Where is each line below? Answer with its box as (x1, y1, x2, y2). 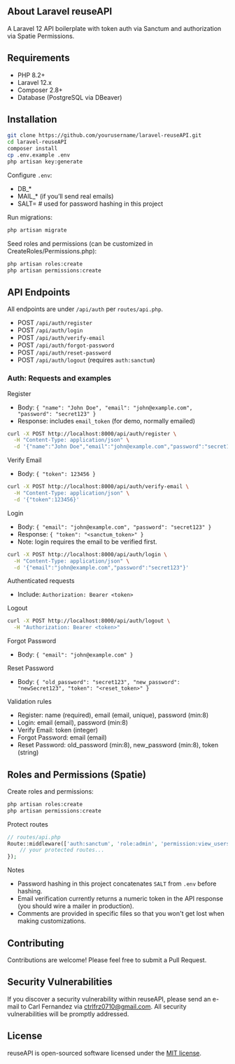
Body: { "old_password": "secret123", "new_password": (17, 678, 180, 686)
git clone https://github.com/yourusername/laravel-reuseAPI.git (7, 132, 201, 139)
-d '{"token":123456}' (13, 496, 80, 503)
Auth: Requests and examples (7, 374, 112, 383)
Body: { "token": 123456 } (17, 470, 96, 478)
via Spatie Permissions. (7, 32, 75, 40)
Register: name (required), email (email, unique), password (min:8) (17, 711, 209, 719)
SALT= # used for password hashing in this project (17, 199, 164, 208)
